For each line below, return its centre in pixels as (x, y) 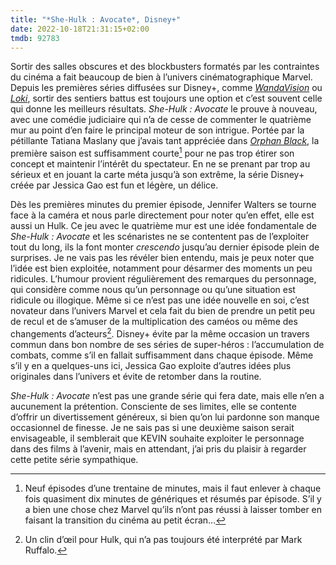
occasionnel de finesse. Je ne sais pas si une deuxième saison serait (152, 427)
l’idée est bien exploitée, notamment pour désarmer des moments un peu (161, 268)
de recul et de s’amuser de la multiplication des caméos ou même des (154, 322)
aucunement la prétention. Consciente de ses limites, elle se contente (153, 406)
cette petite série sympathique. (74, 459)
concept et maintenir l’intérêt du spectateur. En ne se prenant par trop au (160, 164)
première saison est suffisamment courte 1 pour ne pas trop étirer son (152, 153)
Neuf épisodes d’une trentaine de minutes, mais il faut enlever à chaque (173, 488)
